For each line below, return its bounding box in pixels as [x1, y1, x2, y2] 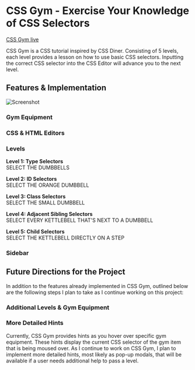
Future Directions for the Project [6, 267, 126, 277]
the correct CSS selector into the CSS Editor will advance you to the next [6, 60, 181, 67]
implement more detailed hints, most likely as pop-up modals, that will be [6, 351, 182, 358]
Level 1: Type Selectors [6, 157, 63, 165]
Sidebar [6, 249, 29, 257]
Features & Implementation [6, 83, 107, 93]
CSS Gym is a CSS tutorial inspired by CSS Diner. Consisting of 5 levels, [6, 47, 179, 54]
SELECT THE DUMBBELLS [6, 164, 70, 171]
